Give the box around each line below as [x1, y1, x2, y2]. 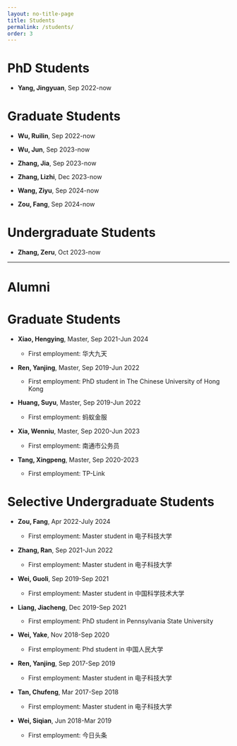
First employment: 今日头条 [28, 731, 108, 740]
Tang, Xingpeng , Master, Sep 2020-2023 [17, 455, 139, 464]
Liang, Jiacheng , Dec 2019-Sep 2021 [17, 604, 127, 612]
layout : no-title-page [7, 10, 74, 18]
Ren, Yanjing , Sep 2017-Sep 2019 [17, 659, 116, 668]
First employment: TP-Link [28, 470, 106, 478]
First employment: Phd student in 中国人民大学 [28, 645, 164, 654]
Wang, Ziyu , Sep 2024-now [17, 186, 99, 195]
